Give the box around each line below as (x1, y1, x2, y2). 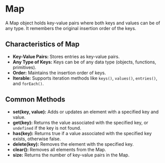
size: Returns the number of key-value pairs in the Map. (12, 152, 129, 158)
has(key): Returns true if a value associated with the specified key (12, 130, 152, 136)
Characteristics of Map (5, 40, 80, 49)
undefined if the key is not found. (12, 125, 81, 131)
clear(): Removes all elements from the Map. (12, 146, 107, 152)
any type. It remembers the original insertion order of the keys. (5, 25, 137, 31)
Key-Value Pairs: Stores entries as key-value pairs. (12, 53, 120, 59)
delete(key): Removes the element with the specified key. (12, 141, 134, 147)
